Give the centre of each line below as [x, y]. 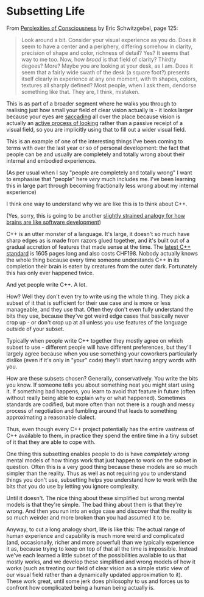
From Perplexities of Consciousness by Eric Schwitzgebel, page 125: [92, 28]
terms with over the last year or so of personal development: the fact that [98, 148]
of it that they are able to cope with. [51, 442]
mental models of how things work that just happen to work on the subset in [102, 460]
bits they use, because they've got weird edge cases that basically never [98, 316]
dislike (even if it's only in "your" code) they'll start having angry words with [101, 360]
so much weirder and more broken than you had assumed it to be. [89, 517]
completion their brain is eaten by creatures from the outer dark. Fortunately [102, 266]
